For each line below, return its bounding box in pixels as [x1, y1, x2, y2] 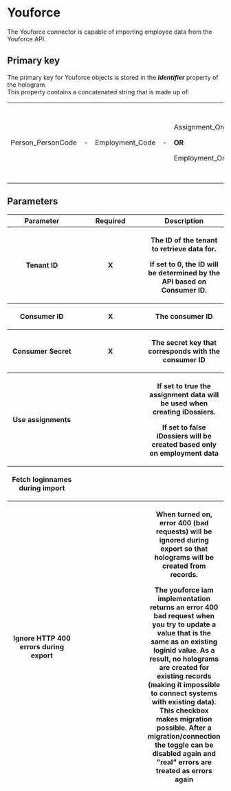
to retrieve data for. [151, 244, 217, 253]
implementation [157, 593, 211, 603]
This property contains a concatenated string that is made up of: [7, 87, 190, 96]
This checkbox [159, 706, 209, 715]
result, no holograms [149, 654, 219, 664]
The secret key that [151, 337, 217, 347]
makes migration [155, 714, 212, 724]
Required [95, 215, 126, 225]
